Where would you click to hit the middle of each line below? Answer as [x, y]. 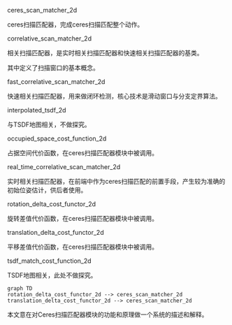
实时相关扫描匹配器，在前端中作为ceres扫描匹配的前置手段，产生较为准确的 [116, 181]
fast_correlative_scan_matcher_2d [56, 82]
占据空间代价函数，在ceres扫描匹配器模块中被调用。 [83, 153]
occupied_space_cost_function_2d [57, 138]
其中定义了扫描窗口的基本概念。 [53, 68]
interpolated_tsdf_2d [37, 110]
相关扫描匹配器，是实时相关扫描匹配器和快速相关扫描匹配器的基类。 [105, 53]
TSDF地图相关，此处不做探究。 [52, 275]
